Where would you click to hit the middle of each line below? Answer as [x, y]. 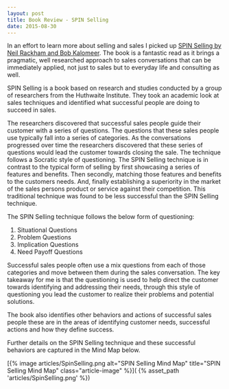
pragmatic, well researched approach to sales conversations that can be [109, 60]
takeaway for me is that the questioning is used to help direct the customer [113, 280]
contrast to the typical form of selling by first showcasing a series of [104, 167]
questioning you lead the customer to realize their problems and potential [111, 294]
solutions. [21, 302]
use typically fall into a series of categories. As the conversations [99, 138]
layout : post [26, 13]
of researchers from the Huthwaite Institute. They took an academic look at [113, 95]
